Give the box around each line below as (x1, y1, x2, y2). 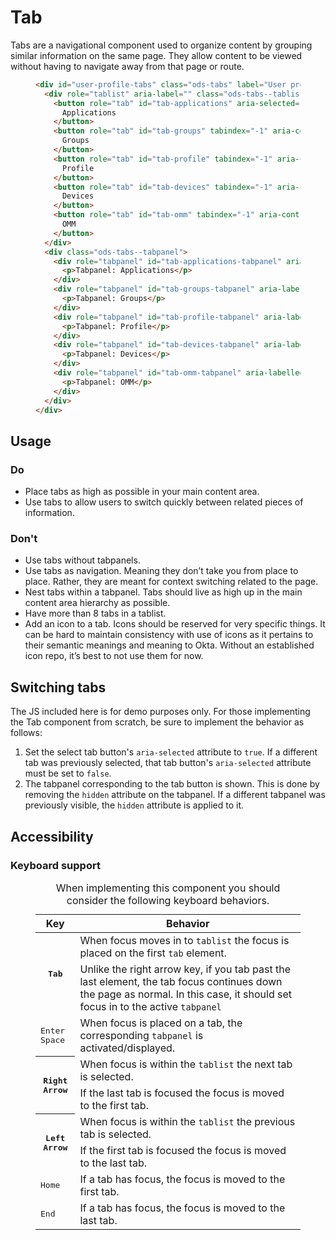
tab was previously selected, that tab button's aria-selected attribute (24, 757, 312, 769)
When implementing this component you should (55, 881, 281, 895)
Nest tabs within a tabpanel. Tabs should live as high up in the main (24, 586, 303, 598)
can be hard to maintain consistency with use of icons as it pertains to (24, 629, 314, 641)
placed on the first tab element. (79, 946, 227, 960)
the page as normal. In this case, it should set (79, 987, 293, 1001)
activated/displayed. (79, 1041, 176, 1055)
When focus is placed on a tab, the (79, 1016, 243, 1030)
